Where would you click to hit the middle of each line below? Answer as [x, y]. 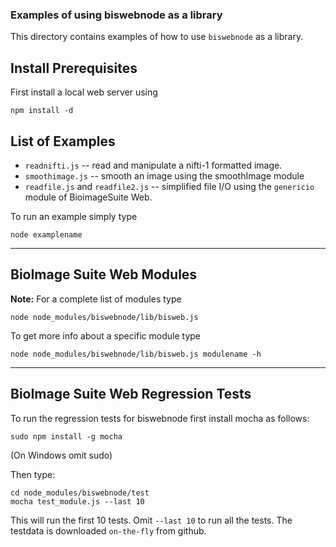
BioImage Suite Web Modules [104, 274]
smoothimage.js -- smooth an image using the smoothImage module [164, 175]
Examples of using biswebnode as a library [116, 15]
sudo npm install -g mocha [66, 436]
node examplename [46, 234]
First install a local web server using [84, 92]
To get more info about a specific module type [106, 335]
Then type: [33, 474]
